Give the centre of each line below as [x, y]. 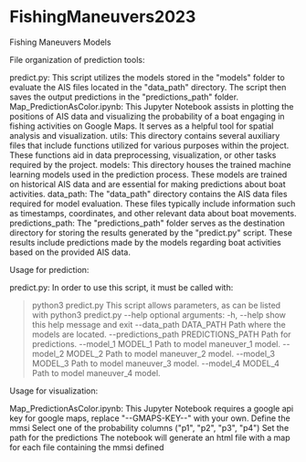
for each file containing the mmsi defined [87, 447]
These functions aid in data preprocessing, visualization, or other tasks [143, 155]
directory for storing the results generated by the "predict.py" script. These [151, 232]
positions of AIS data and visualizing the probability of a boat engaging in [147, 116]
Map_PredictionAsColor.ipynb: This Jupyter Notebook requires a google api [152, 408]
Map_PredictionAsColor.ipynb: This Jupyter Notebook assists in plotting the [152, 106]
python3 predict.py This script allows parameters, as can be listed [156, 305]
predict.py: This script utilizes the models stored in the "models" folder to [147, 77]
